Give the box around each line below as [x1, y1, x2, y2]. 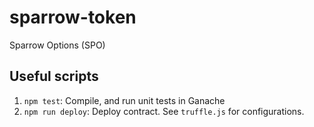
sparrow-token [9, 6, 137, 29]
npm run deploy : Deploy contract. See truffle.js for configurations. [23, 105, 305, 117]
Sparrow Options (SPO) [9, 39, 106, 51]
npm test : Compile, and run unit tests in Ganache [23, 94, 226, 106]
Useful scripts [9, 68, 99, 85]
